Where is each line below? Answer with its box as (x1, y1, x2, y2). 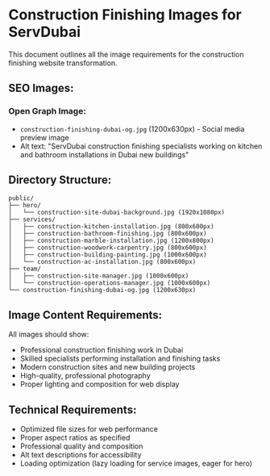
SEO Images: (8, 81, 74, 95)
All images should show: (8, 329, 89, 340)
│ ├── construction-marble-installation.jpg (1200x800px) (8, 236, 215, 245)
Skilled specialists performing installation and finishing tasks (19, 353, 221, 364)
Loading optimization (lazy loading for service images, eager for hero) (19, 458, 252, 469)
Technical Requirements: (8, 403, 137, 416)
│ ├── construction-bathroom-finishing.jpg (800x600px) (8, 230, 207, 238)
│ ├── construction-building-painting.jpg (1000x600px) (8, 251, 207, 259)
